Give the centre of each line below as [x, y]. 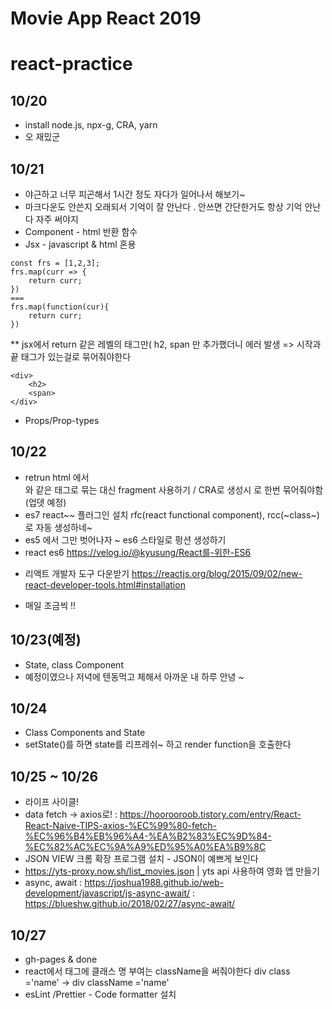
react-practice [71, 64]
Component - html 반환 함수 [81, 231]
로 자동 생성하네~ [58, 527]
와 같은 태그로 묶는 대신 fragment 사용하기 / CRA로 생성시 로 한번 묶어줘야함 [174, 489]
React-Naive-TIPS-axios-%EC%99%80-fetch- [121, 826]
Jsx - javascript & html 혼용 [80, 244]
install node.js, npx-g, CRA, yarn [91, 125]
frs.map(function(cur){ [60, 307]
